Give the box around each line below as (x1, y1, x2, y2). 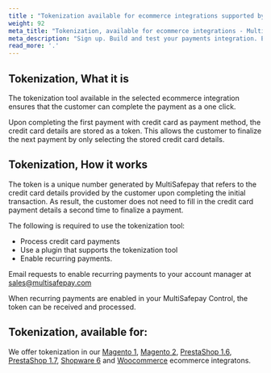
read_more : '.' (8, 42, 60, 50)
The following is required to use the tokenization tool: (8, 220, 186, 230)
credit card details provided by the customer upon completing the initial (8, 187, 246, 198)
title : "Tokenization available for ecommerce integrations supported (8, 11, 254, 20)
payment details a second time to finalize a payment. (8, 205, 184, 215)
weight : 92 (8, 19, 45, 27)
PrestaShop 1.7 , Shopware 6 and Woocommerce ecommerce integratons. (8, 355, 252, 365)
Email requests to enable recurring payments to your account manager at (8, 269, 252, 279)
